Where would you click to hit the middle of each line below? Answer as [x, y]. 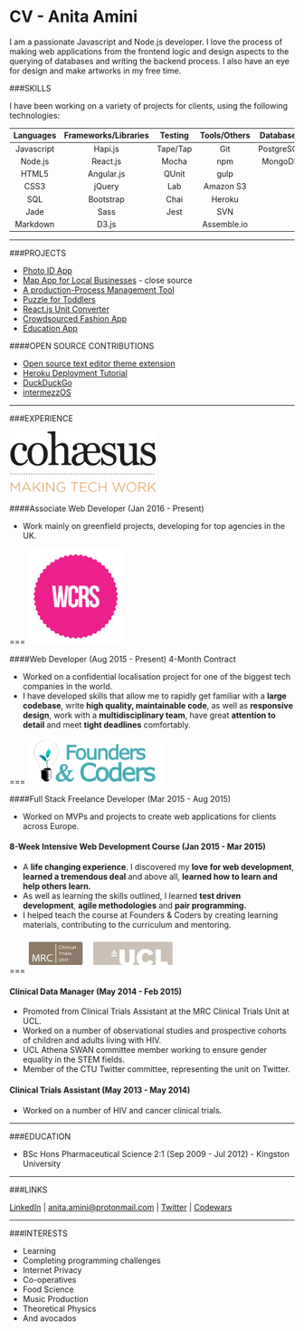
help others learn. [57, 886]
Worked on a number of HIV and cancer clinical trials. [122, 1110]
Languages [35, 135]
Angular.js [106, 174]
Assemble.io [225, 225]
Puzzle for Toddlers [59, 299]
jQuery [106, 187]
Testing [175, 135]
